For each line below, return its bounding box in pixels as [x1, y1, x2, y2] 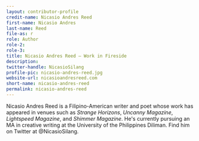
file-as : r [6, 31, 33, 37]
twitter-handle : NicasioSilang [6, 64, 84, 70]
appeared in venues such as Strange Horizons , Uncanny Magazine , [6, 108, 173, 116]
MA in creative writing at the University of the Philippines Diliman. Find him [6, 121, 190, 129]
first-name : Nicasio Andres [6, 20, 76, 26]
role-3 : [6, 48, 26, 54]
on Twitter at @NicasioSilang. [6, 127, 79, 134]
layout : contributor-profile [6, 8, 79, 15]
